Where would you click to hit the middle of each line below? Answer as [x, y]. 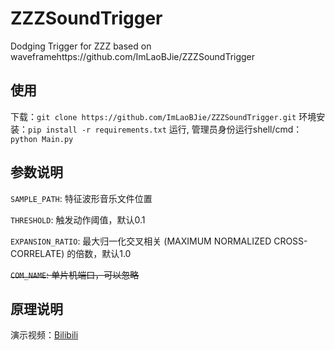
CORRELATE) [37, 253]
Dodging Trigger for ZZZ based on [81, 46]
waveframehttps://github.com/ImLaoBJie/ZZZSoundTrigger [133, 56]
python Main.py [42, 139]
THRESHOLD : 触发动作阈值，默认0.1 [78, 219]
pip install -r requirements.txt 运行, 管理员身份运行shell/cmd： [165, 129]
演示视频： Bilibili [44, 335]
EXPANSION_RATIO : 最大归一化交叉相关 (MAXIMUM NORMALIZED [141, 241]
